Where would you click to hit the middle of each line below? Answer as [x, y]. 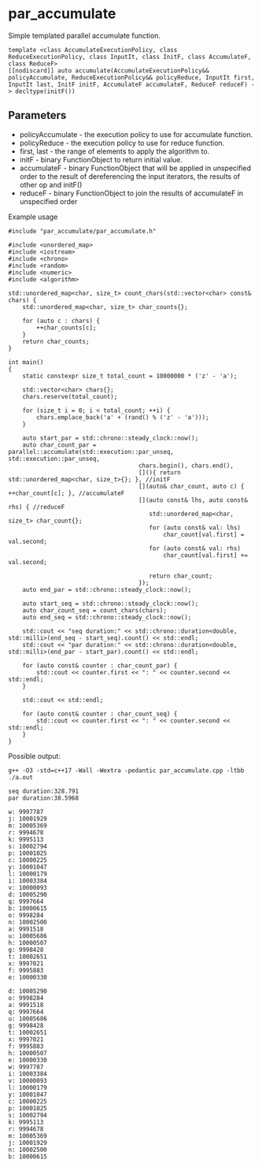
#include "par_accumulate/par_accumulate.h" [82, 231]
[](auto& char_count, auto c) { [191, 486]
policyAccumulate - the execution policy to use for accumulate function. [136, 134]
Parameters [37, 115]
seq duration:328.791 [44, 791]
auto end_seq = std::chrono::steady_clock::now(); [107, 617]
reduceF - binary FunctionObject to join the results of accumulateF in [131, 193]
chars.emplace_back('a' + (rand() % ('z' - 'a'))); [123, 417]
